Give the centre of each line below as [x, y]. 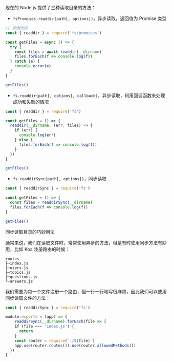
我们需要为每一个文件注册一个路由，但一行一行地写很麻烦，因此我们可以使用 [86, 291]
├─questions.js [21, 277]
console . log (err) [37, 135]
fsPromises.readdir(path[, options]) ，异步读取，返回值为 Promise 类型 [90, 18]
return [26, 331]
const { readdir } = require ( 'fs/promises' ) [53, 33]
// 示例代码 [17, 28]
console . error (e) [33, 66]
